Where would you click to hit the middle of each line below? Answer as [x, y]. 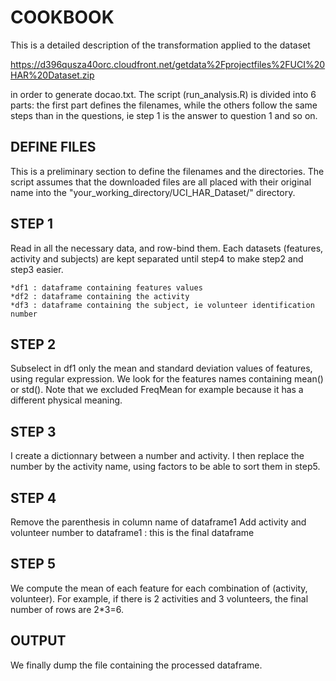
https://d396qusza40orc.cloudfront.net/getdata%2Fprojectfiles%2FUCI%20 [168, 64]
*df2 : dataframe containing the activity [100, 296]
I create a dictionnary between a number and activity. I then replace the [157, 456]
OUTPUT [38, 641]
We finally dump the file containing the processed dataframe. [136, 665]
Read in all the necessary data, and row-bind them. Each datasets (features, [167, 248]
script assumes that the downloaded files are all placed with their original [161, 182]
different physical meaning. [66, 400]
